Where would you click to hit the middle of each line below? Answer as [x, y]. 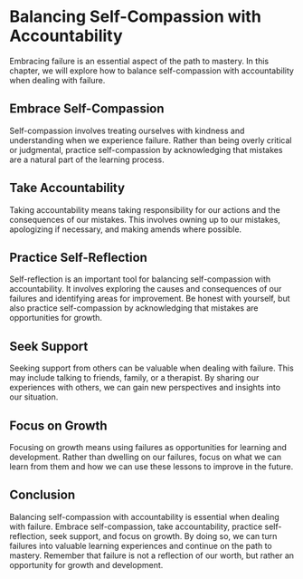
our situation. [34, 397]
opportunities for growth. [56, 318]
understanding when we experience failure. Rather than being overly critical [151, 140]
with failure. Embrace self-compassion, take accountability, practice [136, 526]
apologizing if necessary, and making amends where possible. [126, 229]
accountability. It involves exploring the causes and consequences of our [146, 289]
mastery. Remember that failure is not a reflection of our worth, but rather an [152, 555]
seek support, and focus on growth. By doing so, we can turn [163, 536]
